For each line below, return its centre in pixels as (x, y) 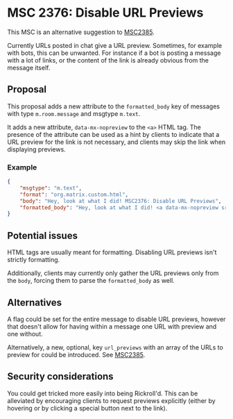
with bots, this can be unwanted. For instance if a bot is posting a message (114, 53)
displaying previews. (36, 149)
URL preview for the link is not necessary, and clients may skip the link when (116, 142)
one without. (25, 334)
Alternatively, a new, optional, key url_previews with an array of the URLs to (115, 347)
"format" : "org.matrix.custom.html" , (74, 195)
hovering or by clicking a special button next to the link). (87, 408)
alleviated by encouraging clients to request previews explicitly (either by (112, 400)
